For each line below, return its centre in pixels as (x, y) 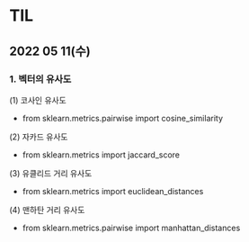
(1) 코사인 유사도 (38, 100)
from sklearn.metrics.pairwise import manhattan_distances (131, 228)
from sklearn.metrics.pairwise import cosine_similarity (122, 118)
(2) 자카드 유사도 (39, 137)
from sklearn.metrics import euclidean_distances (113, 191)
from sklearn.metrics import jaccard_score (101, 155)
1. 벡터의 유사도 (40, 79)
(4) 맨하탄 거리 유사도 (47, 210)
